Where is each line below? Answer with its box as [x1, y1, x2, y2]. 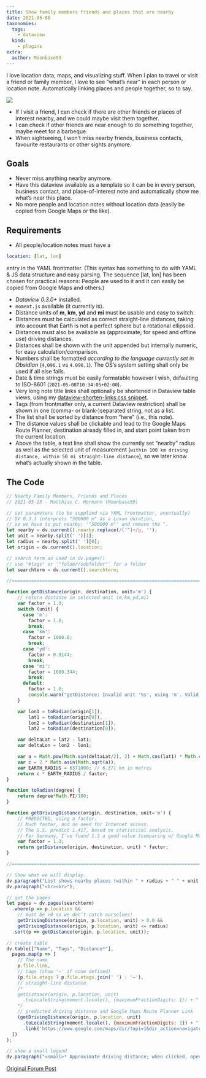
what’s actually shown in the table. [15, 459, 102, 467]
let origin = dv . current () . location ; [6, 544, 103, 550]
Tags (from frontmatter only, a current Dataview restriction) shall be [15, 400, 186, 408]
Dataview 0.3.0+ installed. [15, 296, 82, 303]
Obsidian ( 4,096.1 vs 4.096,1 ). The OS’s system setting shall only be [15, 361, 189, 369]
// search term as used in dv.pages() [6, 555, 105, 561]
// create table [6, 940, 48, 946]
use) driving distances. [15, 335, 74, 343]
